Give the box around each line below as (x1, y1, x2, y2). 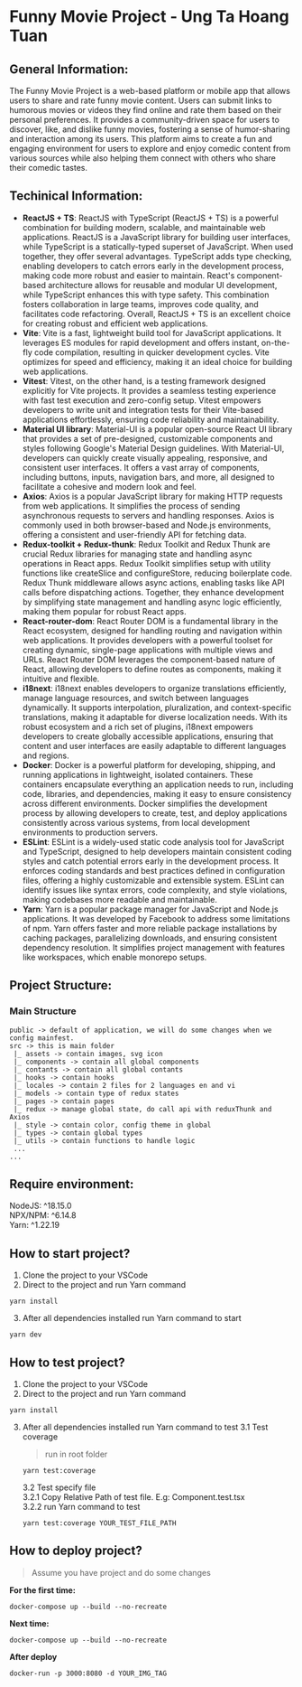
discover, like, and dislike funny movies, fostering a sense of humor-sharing (9, 124, 290, 135)
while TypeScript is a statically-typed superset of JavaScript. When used (22, 241, 294, 252)
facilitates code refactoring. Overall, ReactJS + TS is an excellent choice (22, 308, 291, 319)
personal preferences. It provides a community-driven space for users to (9, 115, 279, 125)
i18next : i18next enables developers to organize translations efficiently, (22, 682, 287, 693)
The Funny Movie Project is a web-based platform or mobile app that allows (9, 86, 291, 96)
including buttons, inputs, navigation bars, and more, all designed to (22, 472, 275, 483)
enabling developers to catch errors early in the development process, (22, 260, 284, 271)
